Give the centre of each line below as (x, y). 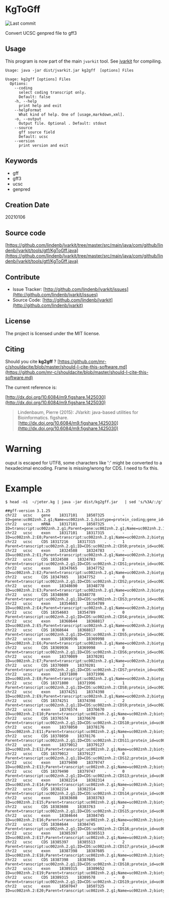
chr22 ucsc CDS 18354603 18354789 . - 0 (65, 612)
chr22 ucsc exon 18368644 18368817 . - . (70, 621)
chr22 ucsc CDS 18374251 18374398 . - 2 (65, 701)
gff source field (37, 132)
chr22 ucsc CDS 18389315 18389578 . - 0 (65, 877)
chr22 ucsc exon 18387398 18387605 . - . (70, 851)
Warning (23, 448)
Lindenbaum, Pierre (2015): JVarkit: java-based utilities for (78, 412)
